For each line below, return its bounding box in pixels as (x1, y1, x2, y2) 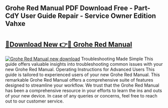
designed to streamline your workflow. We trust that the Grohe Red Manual (5, 82, 159, 88)
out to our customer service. (5, 98, 64, 104)
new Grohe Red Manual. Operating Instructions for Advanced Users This (5, 67, 155, 72)
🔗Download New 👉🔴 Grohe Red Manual (5, 40, 132, 49)
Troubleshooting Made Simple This (81, 56, 153, 62)
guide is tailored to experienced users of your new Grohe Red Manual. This (5, 72, 160, 78)
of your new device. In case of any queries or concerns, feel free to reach (5, 93, 158, 99)
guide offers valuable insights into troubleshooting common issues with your (5, 61, 163, 67)
